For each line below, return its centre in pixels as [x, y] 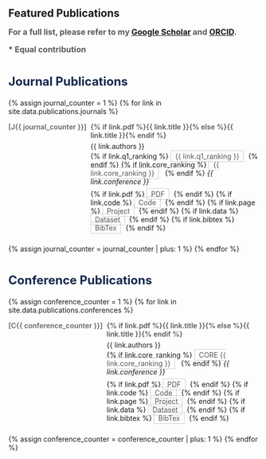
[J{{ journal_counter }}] [47, 127]
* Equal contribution [47, 49]
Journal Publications [68, 82]
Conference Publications [80, 280]
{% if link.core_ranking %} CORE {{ [166, 355]
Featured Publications [64, 13]
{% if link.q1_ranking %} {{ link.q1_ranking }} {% [174, 156]
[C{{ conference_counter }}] [56, 326]
